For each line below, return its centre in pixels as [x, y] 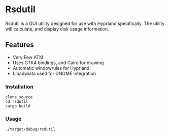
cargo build [18, 106]
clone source [19, 97]
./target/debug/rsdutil [30, 129]
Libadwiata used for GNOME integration [54, 73]
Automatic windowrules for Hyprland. [52, 68]
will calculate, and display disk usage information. [57, 29]
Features [20, 45]
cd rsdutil [17, 102]
